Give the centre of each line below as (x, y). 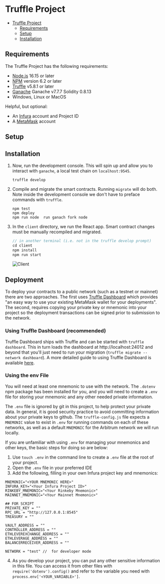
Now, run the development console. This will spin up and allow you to (82, 165)
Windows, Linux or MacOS (39, 97)
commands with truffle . (37, 200)
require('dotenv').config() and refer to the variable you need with (81, 571)
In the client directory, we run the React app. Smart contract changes (83, 226)
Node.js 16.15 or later (33, 76)
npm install (24, 250)
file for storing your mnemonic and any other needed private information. (79, 397)
